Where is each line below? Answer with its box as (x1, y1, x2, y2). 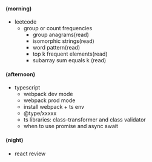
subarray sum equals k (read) (32, 57, 107, 64)
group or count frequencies (23, 25, 93, 32)
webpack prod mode (23, 97, 76, 104)
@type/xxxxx (23, 109, 57, 117)
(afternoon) (5, 70, 36, 78)
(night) (5, 137, 24, 143)
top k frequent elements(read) (32, 50, 108, 57)
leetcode (14, 18, 37, 25)
